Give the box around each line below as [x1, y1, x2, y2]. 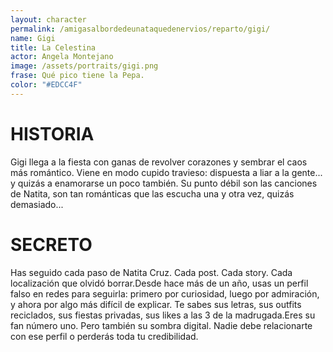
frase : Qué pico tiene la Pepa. [10, 71, 145, 81]
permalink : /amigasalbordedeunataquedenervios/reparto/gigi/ [10, 24, 271, 34]
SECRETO [10, 233, 93, 256]
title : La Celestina [10, 42, 97, 53]
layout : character [10, 14, 87, 25]
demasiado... [10, 198, 64, 210]
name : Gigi [10, 33, 56, 43]
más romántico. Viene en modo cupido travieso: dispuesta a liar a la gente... [10, 166, 323, 178]
